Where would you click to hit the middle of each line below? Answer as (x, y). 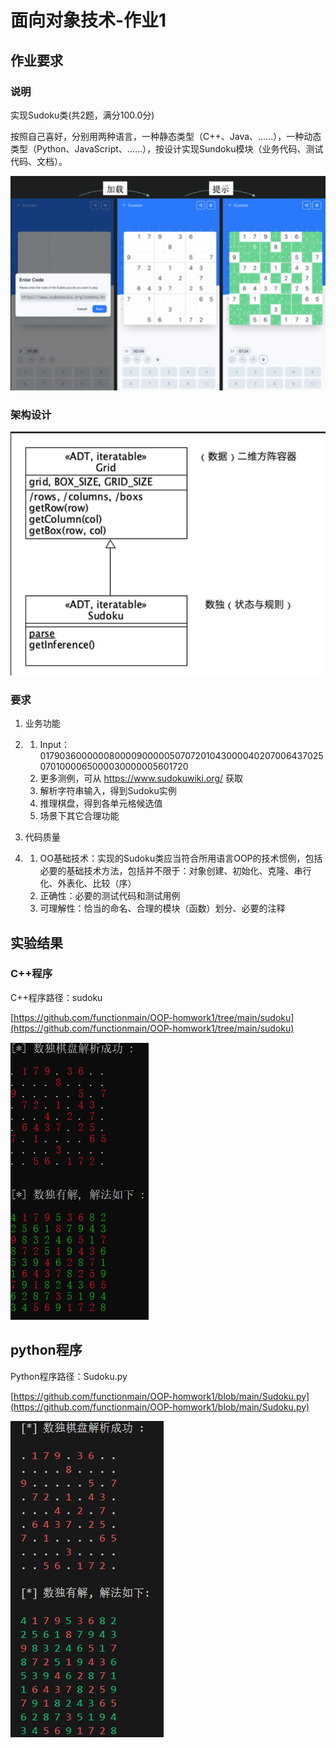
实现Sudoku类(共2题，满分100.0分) (82, 115)
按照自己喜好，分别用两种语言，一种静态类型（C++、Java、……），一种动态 (166, 136)
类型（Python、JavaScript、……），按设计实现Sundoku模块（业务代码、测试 (167, 148)
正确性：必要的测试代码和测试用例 (110, 896)
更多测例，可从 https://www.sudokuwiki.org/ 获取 (141, 778)
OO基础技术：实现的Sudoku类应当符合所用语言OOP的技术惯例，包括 (181, 858)
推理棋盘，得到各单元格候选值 (101, 803)
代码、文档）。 (39, 161)
